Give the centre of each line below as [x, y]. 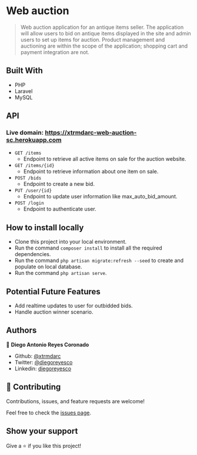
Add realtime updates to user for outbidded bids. [74, 306]
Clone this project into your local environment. [71, 242]
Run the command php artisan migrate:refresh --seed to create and [99, 261]
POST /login [29, 203]
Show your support [42, 431]
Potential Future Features [54, 292]
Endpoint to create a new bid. [59, 184]
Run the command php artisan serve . [61, 273]
